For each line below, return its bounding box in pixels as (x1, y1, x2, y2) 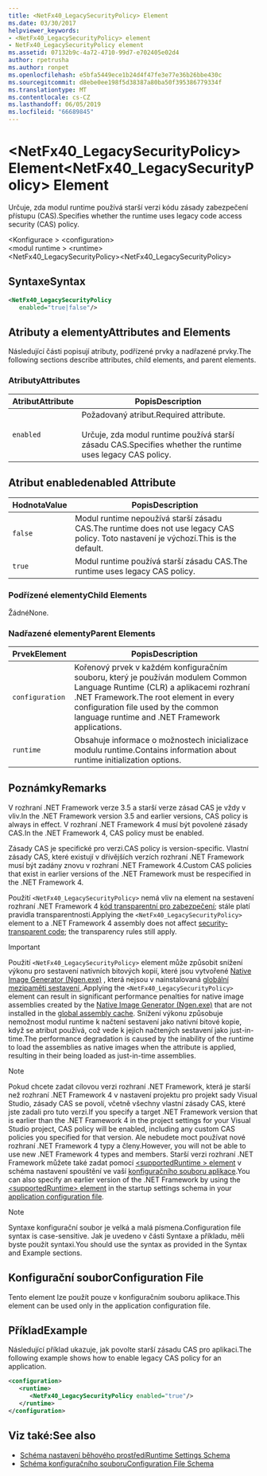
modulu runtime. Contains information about (74, 744, 237, 756)
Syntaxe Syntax (8, 275, 86, 289)
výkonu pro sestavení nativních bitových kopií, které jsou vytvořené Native (8, 966, 252, 975)
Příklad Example (8, 1324, 87, 1337)
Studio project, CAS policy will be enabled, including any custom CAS (8, 1124, 236, 1133)
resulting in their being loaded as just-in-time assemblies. (8, 1050, 196, 1060)
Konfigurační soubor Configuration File (8, 1271, 204, 1285)
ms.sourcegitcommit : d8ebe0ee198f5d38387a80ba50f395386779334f (8, 78, 222, 86)
